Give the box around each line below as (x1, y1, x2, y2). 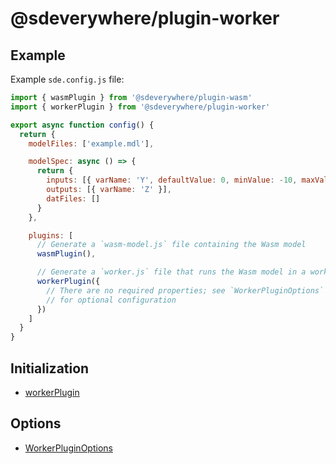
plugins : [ (28, 230, 74, 241)
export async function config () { (10, 120, 155, 130)
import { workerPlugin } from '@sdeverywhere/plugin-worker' (10, 102, 271, 112)
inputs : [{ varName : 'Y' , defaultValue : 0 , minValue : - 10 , (46, 175, 298, 186)
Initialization (10, 360, 90, 377)
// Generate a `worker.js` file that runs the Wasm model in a (36, 267, 307, 277)
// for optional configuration (46, 295, 177, 305)
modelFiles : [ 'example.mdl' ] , (28, 138, 155, 149)
